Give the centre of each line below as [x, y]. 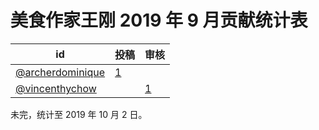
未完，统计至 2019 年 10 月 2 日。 [79, 114]
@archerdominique [60, 72]
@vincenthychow [56, 88]
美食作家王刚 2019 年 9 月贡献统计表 [159, 20]
